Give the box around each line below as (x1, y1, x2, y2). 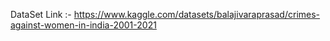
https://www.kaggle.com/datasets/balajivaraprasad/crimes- (73, 9, 321, 20)
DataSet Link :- (10, 9, 72, 20)
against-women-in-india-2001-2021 (10, 19, 157, 31)
